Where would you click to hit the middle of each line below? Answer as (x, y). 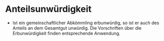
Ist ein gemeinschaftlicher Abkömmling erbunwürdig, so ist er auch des (86, 23)
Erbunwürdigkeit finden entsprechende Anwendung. (66, 33)
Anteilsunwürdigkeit (48, 9)
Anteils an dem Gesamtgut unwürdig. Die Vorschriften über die (77, 28)
